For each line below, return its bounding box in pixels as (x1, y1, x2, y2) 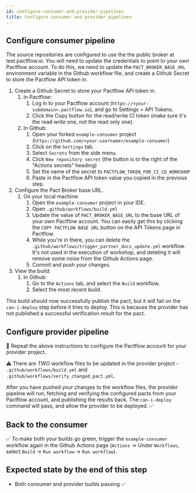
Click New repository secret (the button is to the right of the (32, 156, 178, 163)
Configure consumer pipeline (6, 36, 115, 46)
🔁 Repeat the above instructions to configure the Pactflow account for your (6, 343, 187, 350)
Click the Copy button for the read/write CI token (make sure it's (32, 112, 187, 119)
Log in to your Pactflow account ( (32, 100, 112, 107)
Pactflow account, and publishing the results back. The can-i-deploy (6, 396, 171, 404)
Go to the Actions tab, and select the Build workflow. (32, 280, 160, 287)
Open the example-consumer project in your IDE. (32, 199, 145, 206)
